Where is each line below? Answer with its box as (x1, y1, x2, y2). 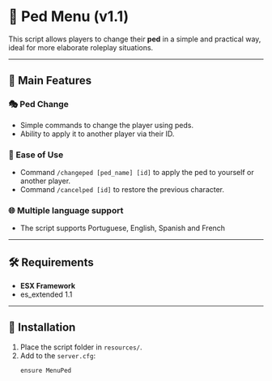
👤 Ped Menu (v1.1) (8, 7, 130, 26)
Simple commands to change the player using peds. (19, 120, 194, 130)
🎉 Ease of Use (8, 149, 64, 161)
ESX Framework (19, 281, 75, 291)
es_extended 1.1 (19, 289, 73, 299)
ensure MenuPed (19, 366, 72, 375)
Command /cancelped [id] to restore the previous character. (19, 184, 225, 194)
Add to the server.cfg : (19, 350, 96, 360)
